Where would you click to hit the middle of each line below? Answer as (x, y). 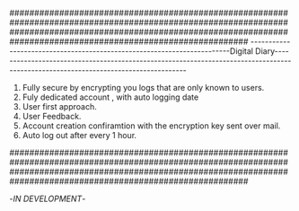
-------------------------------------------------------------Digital (132, 51)
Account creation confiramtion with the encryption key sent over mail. (151, 126)
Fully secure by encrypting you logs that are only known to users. (143, 88)
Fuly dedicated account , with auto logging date (110, 97)
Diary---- (273, 51)
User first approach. (59, 106)
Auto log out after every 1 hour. (79, 135)
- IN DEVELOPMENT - (48, 198)
